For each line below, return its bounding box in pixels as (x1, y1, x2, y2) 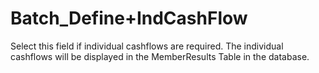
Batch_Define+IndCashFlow (10, 7, 248, 30)
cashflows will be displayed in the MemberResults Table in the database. (10, 50, 310, 62)
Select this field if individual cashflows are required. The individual (10, 40, 284, 52)
